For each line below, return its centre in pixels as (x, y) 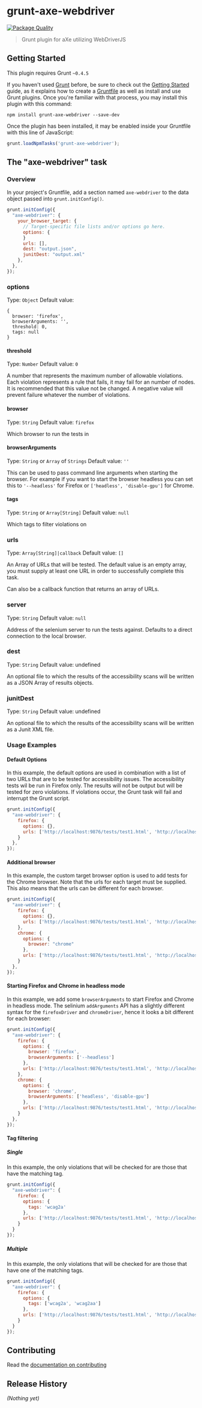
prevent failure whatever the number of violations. (69, 395)
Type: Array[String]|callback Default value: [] (65, 553)
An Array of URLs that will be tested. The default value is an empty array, (97, 565)
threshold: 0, (30, 327)
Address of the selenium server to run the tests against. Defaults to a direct (100, 629)
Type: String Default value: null (46, 618)
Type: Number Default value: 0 (43, 364)
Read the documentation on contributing (57, 1365)
